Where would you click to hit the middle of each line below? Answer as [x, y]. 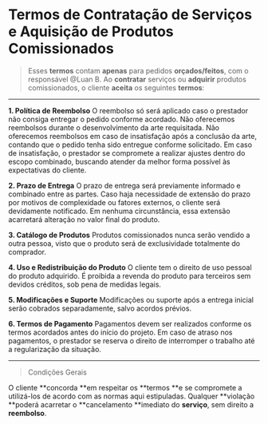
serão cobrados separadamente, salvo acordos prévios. [100, 308]
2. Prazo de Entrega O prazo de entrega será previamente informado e [124, 185]
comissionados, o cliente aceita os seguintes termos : [116, 87]
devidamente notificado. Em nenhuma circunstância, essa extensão [119, 211]
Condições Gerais [57, 372]
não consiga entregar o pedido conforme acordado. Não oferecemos [122, 119]
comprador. [27, 252]
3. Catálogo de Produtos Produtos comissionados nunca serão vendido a [129, 235]
